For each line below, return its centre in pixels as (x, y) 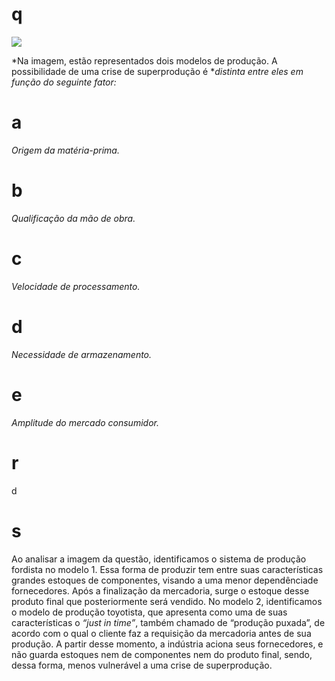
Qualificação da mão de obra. (73, 218)
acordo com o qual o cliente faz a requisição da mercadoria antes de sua (161, 633)
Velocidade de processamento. (76, 286)
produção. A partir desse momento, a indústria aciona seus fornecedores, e (167, 644)
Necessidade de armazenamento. (82, 354)
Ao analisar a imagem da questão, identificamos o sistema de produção (159, 559)
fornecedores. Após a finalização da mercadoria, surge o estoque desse (160, 590)
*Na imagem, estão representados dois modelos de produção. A (144, 60)
